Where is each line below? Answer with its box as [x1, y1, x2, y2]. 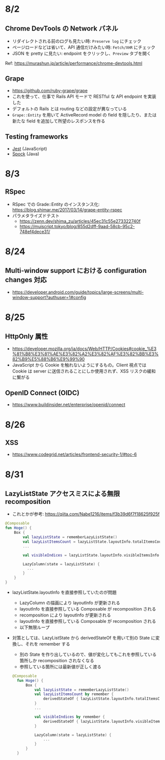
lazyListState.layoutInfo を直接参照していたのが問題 [12, 589, 117, 595]
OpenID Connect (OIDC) [5, 389, 80, 397]
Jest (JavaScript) [12, 146, 48, 151]
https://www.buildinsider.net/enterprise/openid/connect [12, 402, 126, 408]
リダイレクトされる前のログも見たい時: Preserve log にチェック [12, 38, 141, 44]
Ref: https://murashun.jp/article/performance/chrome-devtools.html [5, 60, 142, 66]
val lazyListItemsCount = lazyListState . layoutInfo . [23, 539, 133, 544]
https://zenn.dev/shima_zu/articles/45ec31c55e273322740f [19, 218, 141, 224]
